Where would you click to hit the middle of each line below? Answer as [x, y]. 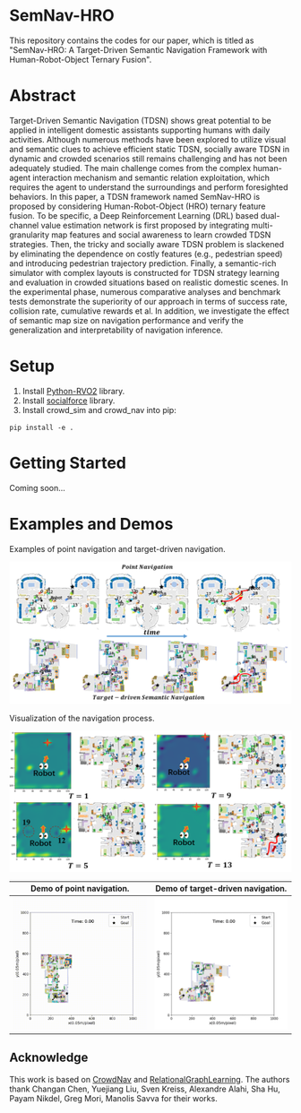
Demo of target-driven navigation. [221, 889]
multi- [262, 225]
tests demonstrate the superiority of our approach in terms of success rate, [149, 301]
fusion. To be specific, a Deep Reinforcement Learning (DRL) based [134, 215]
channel [24, 225]
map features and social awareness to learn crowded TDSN [161, 235]
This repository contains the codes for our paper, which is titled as [132, 40]
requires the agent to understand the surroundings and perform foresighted [149, 187]
